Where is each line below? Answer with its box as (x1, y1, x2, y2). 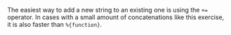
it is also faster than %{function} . (7, 21, 103, 28)
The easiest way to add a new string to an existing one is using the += (7, 6, 209, 14)
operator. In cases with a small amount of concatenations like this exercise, (7, 13, 225, 21)
